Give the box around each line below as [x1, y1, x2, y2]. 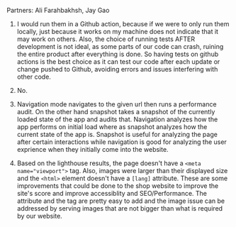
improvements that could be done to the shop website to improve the [16, 182, 219, 190]
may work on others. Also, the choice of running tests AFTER [16, 35, 196, 43]
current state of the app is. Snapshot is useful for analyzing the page [16, 131, 218, 138]
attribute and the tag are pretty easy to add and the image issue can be [16, 196, 225, 205]
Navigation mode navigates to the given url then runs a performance [16, 100, 217, 109]
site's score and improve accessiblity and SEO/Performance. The [16, 189, 207, 197]
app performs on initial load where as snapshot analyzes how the [16, 123, 208, 131]
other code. [16, 72, 51, 81]
